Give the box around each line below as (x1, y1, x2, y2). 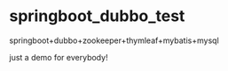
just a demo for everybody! (9, 52, 108, 62)
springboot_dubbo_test (9, 6, 185, 26)
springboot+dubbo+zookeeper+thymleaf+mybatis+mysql (9, 35, 219, 46)
